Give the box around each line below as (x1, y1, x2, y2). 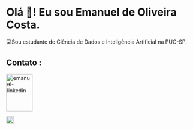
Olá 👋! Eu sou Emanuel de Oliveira (6, 5, 177, 19)
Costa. (6, 18, 40, 32)
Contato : (6, 58, 42, 68)
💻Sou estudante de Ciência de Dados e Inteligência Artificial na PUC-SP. (6, 38, 188, 45)
